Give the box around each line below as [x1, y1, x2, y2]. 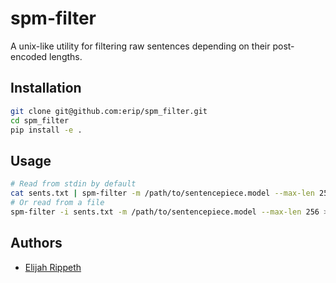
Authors [10, 235, 63, 252]
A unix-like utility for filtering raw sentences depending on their [10, 40, 271, 52]
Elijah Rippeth [24, 261, 82, 273]
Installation [10, 80, 82, 97]
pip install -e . [10, 125, 83, 135]
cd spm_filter [10, 115, 70, 126]
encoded [10, 50, 48, 62]
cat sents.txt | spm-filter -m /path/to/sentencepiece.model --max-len [10, 188, 315, 199]
